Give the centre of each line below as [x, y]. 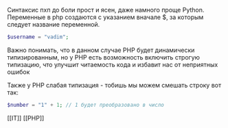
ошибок [19, 72]
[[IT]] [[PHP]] [26, 118]
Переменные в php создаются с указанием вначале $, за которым [105, 17]
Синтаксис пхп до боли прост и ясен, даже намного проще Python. [106, 10]
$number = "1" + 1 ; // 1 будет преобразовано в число [86, 105]
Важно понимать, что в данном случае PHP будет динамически [101, 50]
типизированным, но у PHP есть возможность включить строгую [104, 57]
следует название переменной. [54, 24]
